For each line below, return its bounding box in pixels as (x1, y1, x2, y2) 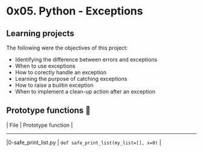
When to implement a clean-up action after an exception (14, 88, 156, 95)
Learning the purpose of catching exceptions (14, 75, 127, 82)
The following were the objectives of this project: (6, 44, 128, 51)
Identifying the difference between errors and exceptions (14, 56, 158, 63)
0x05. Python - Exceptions (6, 4, 143, 18)
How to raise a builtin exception (14, 81, 94, 89)
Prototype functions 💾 (6, 106, 91, 116)
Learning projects (6, 28, 74, 39)
